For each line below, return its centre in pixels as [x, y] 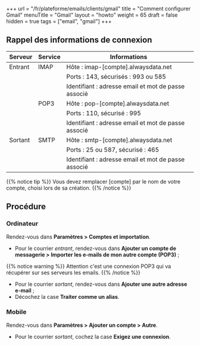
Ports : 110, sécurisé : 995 [104, 113]
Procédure [26, 207]
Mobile [16, 312]
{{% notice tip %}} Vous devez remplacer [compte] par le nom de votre [93, 181]
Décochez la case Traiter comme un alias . [67, 296]
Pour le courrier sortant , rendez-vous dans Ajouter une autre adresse [101, 284]
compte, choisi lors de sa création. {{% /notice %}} [69, 188]
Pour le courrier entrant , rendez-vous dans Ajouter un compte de [96, 248]
